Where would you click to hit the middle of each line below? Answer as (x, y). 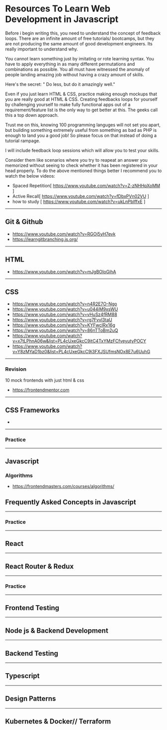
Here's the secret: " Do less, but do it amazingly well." (60, 84)
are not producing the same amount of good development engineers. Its (79, 43)
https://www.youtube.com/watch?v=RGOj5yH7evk (64, 234)
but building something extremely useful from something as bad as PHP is (81, 130)
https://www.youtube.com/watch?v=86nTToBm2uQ (65, 330)
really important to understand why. (42, 49)
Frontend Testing (32, 608)
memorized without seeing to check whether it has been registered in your (82, 165)
